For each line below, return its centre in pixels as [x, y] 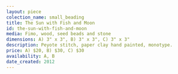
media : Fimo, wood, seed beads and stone [59, 34]
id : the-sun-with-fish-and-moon [46, 28]
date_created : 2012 [31, 61]
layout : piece [24, 12]
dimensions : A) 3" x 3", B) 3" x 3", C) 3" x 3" [68, 39]
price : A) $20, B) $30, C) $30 [45, 51]
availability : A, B [31, 56]
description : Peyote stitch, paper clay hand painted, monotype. [89, 45]
